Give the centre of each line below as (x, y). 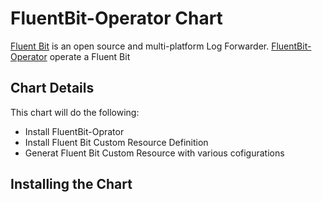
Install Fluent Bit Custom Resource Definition (116, 142)
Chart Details (52, 88)
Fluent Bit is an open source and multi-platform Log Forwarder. (140, 46)
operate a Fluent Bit (90, 56)
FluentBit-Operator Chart (116, 18)
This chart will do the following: (75, 112)
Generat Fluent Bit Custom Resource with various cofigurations (154, 153)
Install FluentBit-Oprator (74, 131)
